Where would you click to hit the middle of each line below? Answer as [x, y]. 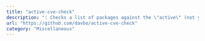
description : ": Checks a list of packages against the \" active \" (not [101, 17]
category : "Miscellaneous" [41, 29]
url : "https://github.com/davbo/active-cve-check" [72, 23]
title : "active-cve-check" [41, 12]
